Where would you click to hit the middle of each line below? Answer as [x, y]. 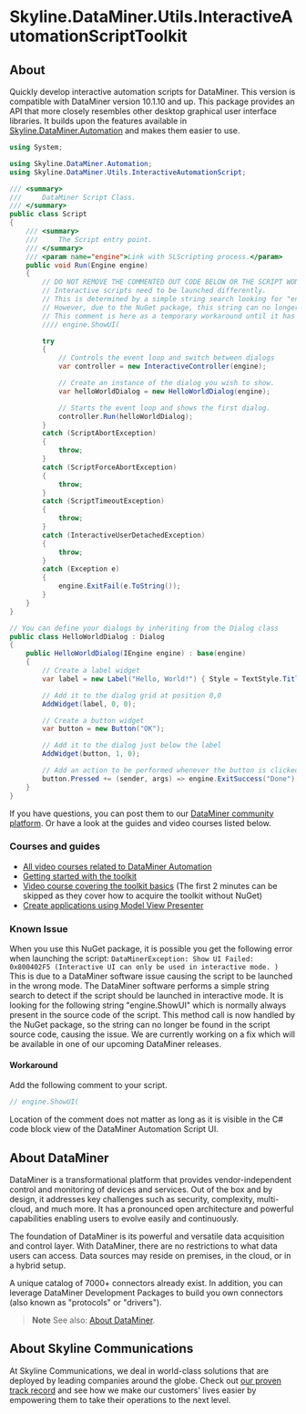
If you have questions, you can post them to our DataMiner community [142, 813]
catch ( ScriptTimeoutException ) [104, 501]
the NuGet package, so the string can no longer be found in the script [140, 1025]
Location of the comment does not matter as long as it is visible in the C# [147, 1119]
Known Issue [39, 928]
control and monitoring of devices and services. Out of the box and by [141, 1189]
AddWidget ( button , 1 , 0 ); [92, 754]
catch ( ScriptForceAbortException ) [110, 467]
